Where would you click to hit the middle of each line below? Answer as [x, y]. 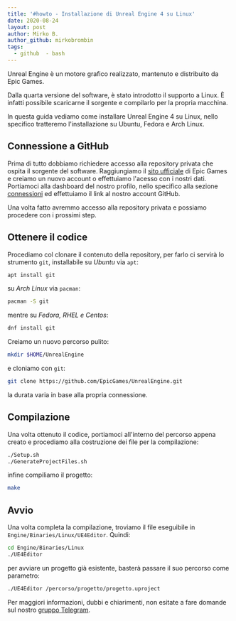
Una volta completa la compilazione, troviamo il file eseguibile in [101, 527]
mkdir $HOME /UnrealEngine [45, 355]
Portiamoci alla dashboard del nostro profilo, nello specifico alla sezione [113, 186]
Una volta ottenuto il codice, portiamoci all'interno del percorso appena [112, 434]
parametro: [24, 576]
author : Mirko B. [33, 34]
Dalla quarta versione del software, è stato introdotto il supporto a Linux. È [116, 95]
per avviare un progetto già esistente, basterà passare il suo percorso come [118, 568]
